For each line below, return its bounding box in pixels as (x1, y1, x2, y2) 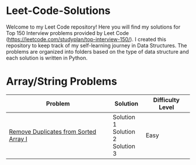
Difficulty (153, 96, 180, 104)
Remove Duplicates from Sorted (9, 127, 96, 135)
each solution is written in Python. (6, 54, 87, 61)
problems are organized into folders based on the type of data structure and (6, 48, 189, 55)
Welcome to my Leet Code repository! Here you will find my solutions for (6, 23, 181, 30)
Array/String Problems (6, 75, 118, 88)
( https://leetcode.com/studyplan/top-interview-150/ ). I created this (6, 36, 166, 43)
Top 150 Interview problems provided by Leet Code (6, 29, 129, 36)
